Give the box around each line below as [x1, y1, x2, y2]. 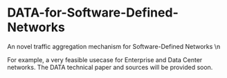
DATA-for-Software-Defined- [7, 5, 179, 21]
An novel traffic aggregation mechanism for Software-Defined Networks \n [7, 42, 221, 50]
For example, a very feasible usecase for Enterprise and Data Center [7, 55, 203, 64]
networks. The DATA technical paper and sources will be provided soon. [7, 63, 213, 71]
